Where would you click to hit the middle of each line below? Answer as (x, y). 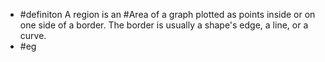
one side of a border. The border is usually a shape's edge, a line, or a (164, 25)
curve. (33, 35)
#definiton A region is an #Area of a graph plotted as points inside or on (167, 14)
